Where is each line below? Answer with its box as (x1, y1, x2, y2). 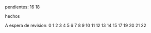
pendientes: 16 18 (5, 4, 40, 10)
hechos (5, 13, 20, 19)
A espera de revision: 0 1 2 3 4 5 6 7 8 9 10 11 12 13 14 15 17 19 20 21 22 (5, 22, 147, 28)
